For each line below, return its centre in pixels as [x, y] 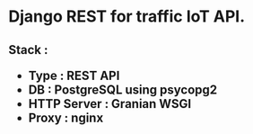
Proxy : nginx [66, 117]
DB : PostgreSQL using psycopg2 [123, 89]
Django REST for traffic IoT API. [127, 17]
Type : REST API [74, 75]
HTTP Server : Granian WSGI [110, 104]
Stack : [28, 50]
